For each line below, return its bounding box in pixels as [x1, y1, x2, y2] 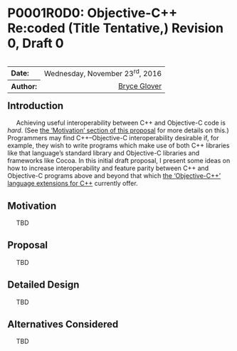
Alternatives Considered [7, 318, 119, 330]
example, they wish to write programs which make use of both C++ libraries [7, 141, 230, 150]
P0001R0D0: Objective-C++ [7, 5, 178, 21]
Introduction [7, 100, 64, 112]
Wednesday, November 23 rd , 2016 [43, 67, 162, 79]
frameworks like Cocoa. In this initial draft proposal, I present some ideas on [7, 157, 231, 165]
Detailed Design [7, 279, 80, 291]
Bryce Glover [118, 80, 162, 90]
